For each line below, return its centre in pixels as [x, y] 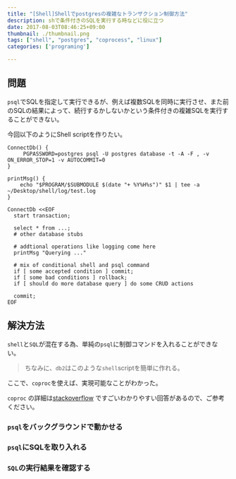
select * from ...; [42, 228]
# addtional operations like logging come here [85, 247]
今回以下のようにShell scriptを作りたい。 [67, 134]
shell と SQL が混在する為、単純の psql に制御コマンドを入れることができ [110, 344]
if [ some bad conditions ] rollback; [71, 277]
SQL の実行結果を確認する [49, 468]
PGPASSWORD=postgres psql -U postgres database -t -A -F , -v [116, 154]
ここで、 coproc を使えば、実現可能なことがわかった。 [85, 383]
